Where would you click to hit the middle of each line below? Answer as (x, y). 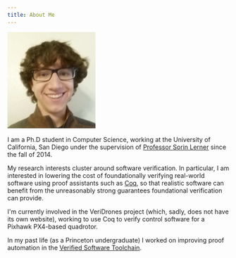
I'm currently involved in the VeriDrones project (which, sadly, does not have (118, 212)
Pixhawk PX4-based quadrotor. (53, 227)
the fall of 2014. (30, 155)
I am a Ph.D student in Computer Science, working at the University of (109, 140)
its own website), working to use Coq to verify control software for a (106, 219)
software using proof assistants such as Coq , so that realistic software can (116, 183)
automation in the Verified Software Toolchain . (75, 248)
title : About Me (31, 15)
